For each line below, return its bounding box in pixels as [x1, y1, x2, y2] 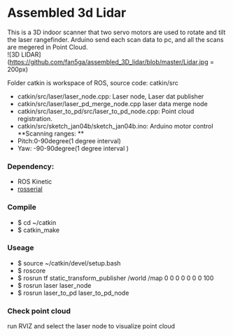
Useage [7, 243, 34, 253]
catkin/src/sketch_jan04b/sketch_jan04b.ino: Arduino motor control [17, 122, 213, 130]
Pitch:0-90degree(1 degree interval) [17, 136, 121, 145]
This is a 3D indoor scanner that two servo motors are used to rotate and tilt [7, 28, 226, 36]
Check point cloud [7, 306, 71, 316]
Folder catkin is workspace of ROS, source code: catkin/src [7, 78, 178, 87]
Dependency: [7, 161, 55, 171]
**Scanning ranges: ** [17, 129, 85, 138]
